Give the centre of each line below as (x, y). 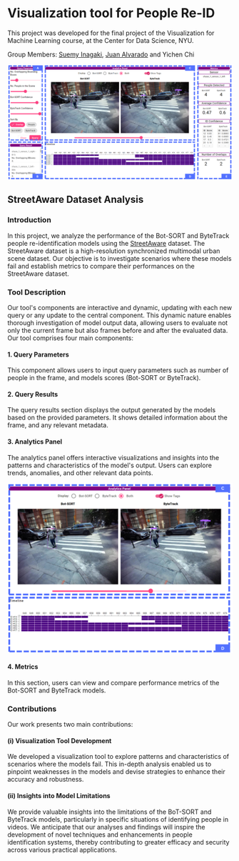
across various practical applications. (62, 850)
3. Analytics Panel (35, 442)
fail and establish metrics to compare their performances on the (101, 266)
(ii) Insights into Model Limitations (59, 795)
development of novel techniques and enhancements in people (100, 835)
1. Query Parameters (38, 354)
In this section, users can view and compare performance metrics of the (113, 682)
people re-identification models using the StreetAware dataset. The (106, 243)
